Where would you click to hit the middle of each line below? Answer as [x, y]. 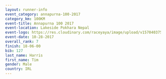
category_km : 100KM [25, 19]
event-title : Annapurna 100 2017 [40, 23]
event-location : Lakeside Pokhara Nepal [47, 28]
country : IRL [19, 69]
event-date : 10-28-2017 [30, 37]
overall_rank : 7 [22, 42]
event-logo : [17, 32]
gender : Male [19, 64]
